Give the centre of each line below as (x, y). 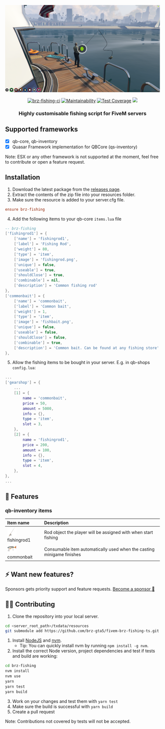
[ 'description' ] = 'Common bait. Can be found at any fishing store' (87, 348)
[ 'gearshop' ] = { (23, 383)
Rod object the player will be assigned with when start (98, 532)
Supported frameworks (41, 129)
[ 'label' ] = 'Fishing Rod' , (42, 244)
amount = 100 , (37, 450)
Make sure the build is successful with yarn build (63, 706)
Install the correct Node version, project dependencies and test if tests (84, 651)
